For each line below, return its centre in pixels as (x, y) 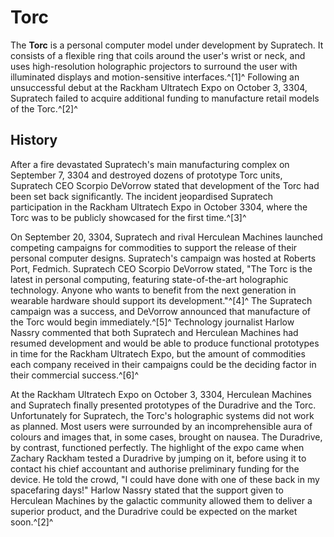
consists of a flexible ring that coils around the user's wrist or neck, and (158, 55)
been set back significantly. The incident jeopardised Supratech (141, 196)
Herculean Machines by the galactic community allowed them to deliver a (161, 500)
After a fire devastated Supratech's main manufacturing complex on (150, 164)
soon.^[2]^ (32, 522)
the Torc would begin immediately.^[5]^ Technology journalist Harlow (152, 322)
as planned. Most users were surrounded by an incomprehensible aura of (161, 426)
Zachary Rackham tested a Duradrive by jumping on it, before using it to (158, 458)
